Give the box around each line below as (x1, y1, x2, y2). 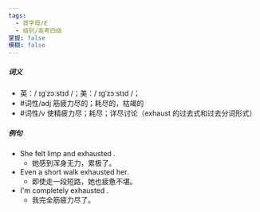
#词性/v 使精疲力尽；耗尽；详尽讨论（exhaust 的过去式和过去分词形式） (19, 108, 257, 118)
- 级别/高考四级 (15, 26, 62, 34)
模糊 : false (8, 41, 45, 49)
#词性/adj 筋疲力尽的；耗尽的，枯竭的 (19, 99, 144, 108)
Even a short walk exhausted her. (19, 167, 129, 177)
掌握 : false (8, 33, 45, 42)
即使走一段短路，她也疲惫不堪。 (31, 177, 137, 186)
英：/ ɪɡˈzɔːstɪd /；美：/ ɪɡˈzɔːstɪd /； (19, 88, 141, 98)
